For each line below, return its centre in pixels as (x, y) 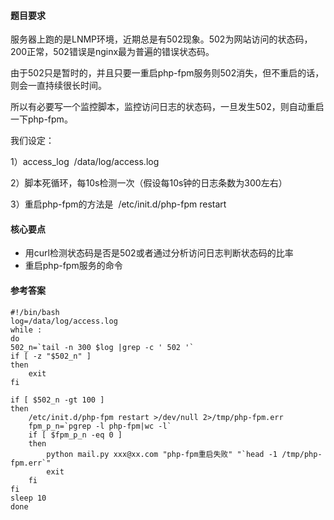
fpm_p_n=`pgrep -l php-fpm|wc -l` (100, 426)
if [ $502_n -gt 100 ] (57, 400)
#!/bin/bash (35, 312)
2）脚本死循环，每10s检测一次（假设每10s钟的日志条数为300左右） (149, 183)
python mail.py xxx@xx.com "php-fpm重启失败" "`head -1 (162, 454)
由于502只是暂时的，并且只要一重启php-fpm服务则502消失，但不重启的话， (167, 73)
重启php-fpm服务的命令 (73, 266)
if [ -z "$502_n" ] (51, 356)
